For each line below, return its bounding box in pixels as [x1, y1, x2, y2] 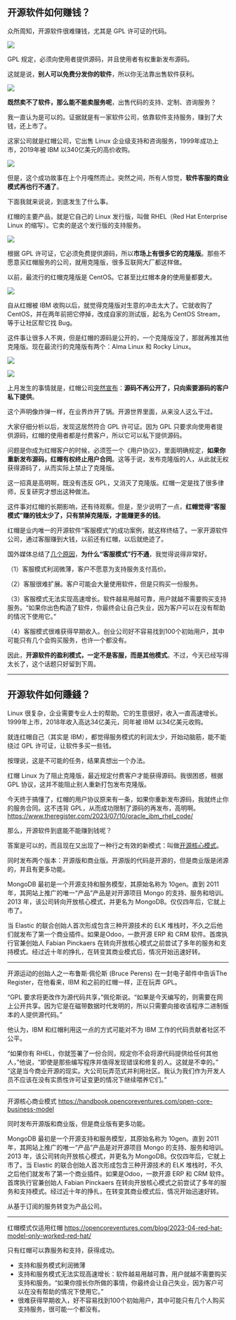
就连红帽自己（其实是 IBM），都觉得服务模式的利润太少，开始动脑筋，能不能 [7, 732, 227, 741]
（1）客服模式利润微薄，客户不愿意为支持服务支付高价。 [7, 565, 170, 573]
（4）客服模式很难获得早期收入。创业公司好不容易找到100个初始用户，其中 [7, 627, 225, 635]
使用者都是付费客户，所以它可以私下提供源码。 [50, 431, 186, 440]
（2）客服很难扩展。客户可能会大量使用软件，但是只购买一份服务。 [7, 579, 202, 588]
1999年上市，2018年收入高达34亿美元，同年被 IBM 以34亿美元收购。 [7, 717, 207, 726]
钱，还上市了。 [7, 122, 51, 130]
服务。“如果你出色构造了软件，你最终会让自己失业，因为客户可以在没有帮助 [7, 603, 226, 612]
